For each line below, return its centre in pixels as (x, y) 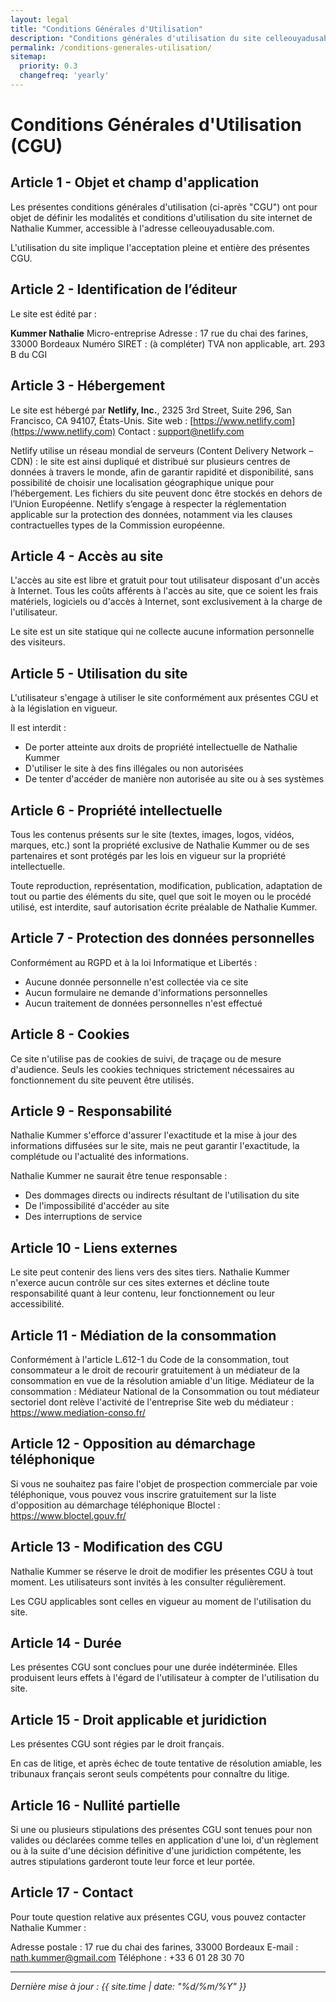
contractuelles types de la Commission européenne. (118, 525)
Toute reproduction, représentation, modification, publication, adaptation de (166, 885)
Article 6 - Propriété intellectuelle (116, 810)
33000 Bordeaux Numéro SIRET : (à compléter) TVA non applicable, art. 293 (168, 343)
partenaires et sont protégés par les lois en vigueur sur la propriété (148, 855)
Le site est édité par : (53, 313)
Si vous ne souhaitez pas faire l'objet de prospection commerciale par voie (164, 1483)
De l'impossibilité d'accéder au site (97, 1206)
